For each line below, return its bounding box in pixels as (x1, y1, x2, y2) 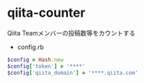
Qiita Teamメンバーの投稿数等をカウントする (7, 29, 136, 37)
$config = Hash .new (7, 56, 64, 63)
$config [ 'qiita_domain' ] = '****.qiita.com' (7, 69, 138, 76)
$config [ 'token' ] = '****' (7, 63, 86, 70)
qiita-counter (7, 5, 86, 21)
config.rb (17, 43, 44, 51)
